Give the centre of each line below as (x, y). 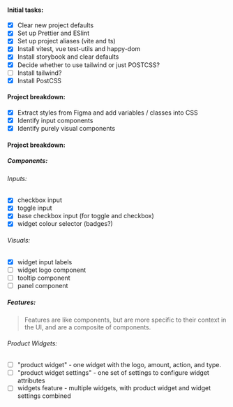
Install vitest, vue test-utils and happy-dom (79, 49)
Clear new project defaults (55, 25)
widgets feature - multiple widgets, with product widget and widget (114, 388)
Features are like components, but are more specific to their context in (125, 320)
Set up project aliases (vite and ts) (67, 41)
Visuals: (19, 241)
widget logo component (52, 270)
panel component (43, 285)
